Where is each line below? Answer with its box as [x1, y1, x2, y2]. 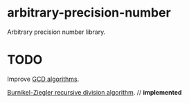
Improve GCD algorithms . [7, 75, 80, 83]
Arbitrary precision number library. [7, 28, 106, 36]
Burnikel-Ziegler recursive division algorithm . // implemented [7, 88, 182, 96]
